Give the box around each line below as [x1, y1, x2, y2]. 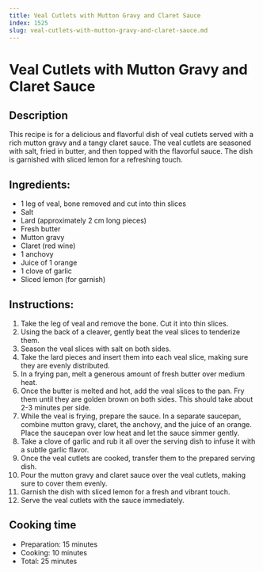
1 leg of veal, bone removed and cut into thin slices [20, 199, 187, 208]
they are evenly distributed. [20, 361, 110, 370]
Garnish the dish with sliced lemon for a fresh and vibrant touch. [20, 487, 231, 496]
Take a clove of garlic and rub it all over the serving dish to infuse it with [20, 437, 256, 446]
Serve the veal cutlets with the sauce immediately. [20, 496, 185, 505]
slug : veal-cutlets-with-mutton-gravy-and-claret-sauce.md [9, 26, 208, 34]
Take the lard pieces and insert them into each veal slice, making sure [20, 353, 249, 361]
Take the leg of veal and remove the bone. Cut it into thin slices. [20, 318, 229, 328]
